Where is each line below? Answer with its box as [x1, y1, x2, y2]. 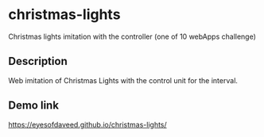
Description [8, 55, 68, 68]
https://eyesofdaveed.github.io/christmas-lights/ [8, 120, 167, 129]
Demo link [8, 99, 60, 112]
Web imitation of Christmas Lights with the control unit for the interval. [8, 75, 239, 85]
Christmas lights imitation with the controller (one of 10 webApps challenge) [8, 32, 257, 41]
